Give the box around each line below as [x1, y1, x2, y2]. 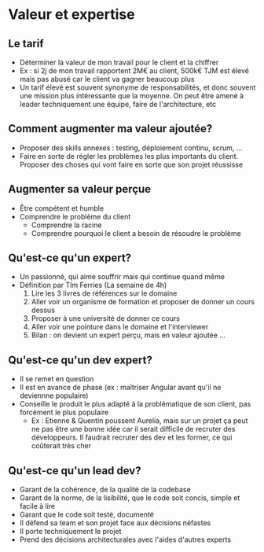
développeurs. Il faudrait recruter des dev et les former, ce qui [31, 432, 233, 442]
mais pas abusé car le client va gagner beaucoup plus [19, 75, 195, 83]
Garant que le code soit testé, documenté [19, 510, 155, 520]
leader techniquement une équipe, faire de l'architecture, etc [19, 100, 217, 109]
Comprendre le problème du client [19, 212, 131, 221]
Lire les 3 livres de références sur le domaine [31, 289, 178, 298]
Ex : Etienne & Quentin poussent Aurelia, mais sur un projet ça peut [31, 416, 248, 425]
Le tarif [8, 37, 45, 50]
